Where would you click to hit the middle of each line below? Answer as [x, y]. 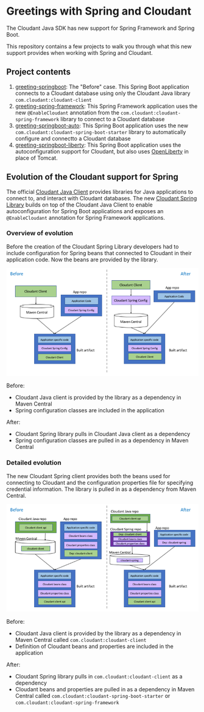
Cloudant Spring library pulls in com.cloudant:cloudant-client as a [99, 677]
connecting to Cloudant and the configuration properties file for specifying [100, 482]
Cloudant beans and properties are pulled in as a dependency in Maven [105, 689]
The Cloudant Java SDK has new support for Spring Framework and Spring [100, 28]
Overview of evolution [40, 233]
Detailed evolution [34, 463]
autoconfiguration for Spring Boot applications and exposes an [85, 211]
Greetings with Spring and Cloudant [99, 11]
